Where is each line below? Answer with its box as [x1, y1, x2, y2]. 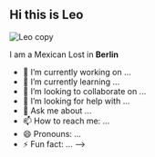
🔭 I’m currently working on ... [22, 66, 131, 77]
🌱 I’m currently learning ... [22, 76, 120, 87]
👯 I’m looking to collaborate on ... [22, 85, 147, 96]
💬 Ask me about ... [22, 104, 92, 116]
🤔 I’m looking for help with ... [22, 95, 130, 106]
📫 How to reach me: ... [22, 115, 110, 126]
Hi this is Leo [9, 7, 84, 23]
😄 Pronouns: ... [22, 128, 82, 139]
